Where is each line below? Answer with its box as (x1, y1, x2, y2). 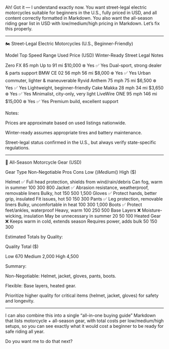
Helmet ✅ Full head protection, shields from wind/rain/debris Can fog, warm (5, 179, 163, 185)
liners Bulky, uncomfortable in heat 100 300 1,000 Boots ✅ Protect (5, 202, 142, 208)
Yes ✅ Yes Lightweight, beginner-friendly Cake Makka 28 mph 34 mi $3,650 (5, 85, 164, 90)
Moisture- (141, 207, 162, 213)
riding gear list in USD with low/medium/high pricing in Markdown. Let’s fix (5, 20, 160, 26)
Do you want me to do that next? (5, 338, 73, 344)
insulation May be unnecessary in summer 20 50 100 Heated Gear (23, 213, 161, 219)
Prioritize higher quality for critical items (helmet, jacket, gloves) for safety (5, 292, 159, 298)
